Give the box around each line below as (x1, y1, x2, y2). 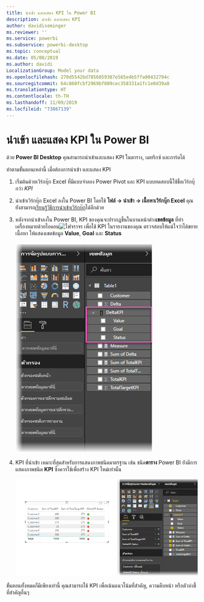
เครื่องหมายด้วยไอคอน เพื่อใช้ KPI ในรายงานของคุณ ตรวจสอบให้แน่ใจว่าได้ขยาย (15, 223, 198, 230)
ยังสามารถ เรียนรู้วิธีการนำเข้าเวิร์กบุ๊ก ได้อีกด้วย (15, 204, 104, 211)
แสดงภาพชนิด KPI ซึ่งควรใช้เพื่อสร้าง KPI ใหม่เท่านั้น (15, 465, 121, 472)
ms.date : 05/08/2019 (6, 55, 59, 61)
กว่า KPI (15, 184, 33, 192)
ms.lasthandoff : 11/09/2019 (6, 100, 78, 106)
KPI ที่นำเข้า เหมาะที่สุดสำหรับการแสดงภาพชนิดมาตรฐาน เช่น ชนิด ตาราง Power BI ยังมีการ (15, 458, 197, 466)
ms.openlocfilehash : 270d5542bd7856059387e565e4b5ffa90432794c (6, 74, 170, 80)
